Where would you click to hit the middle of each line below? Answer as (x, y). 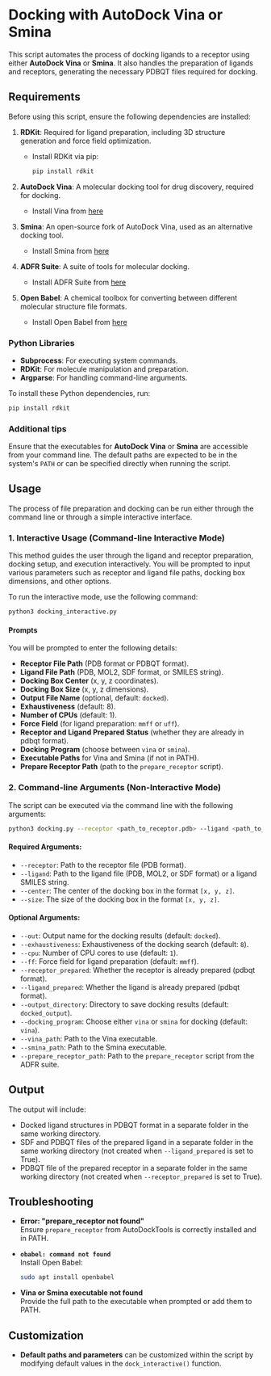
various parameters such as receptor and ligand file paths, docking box (127, 573)
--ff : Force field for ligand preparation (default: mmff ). (109, 961)
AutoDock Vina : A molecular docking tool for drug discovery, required (137, 187)
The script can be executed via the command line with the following (121, 805)
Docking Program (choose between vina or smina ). (105, 750)
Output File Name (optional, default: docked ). (94, 698)
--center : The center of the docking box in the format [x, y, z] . (127, 890)
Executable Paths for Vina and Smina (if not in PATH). (109, 758)
